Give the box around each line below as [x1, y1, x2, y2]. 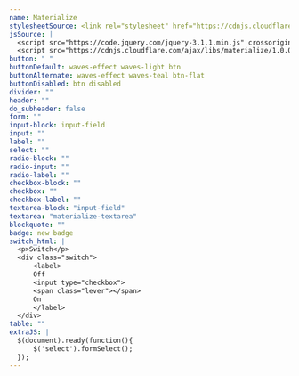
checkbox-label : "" [9, 195, 82, 205]
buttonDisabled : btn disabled [9, 79, 122, 88]
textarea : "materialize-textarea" [9, 211, 138, 221]
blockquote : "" [9, 220, 66, 229]
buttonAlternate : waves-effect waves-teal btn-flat [9, 71, 205, 80]
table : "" [9, 320, 46, 329]
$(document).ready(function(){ [17, 336, 133, 345]
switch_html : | [9, 237, 66, 246]
